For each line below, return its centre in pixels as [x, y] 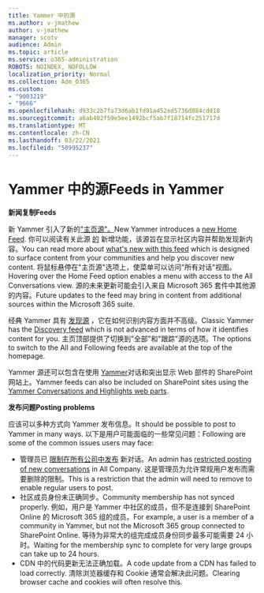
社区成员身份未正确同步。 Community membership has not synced [127, 497]
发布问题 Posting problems [52, 407]
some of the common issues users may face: [81, 443]
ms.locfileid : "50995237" [50, 148]
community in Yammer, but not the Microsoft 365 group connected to [132, 526]
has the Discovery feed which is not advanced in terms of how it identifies [128, 329]
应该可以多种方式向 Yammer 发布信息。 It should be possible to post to [122, 424]
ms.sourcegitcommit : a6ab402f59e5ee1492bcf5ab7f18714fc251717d [114, 118]
